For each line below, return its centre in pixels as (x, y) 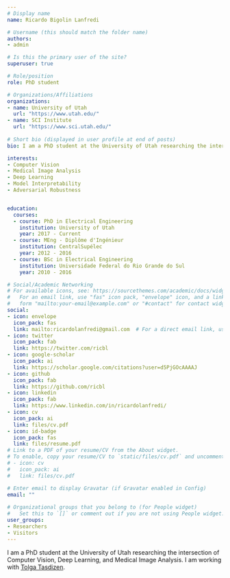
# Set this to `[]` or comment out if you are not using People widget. (116, 514)
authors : (20, 38)
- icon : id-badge (32, 431)
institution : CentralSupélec (61, 247)
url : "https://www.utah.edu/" (56, 114)
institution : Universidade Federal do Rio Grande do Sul (102, 266)
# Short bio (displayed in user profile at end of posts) (91, 139)
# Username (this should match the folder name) (78, 32)
